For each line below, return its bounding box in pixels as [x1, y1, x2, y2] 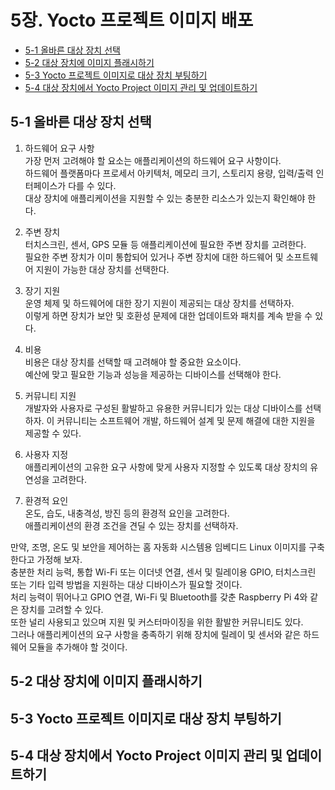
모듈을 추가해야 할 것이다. [28, 641, 128, 653]
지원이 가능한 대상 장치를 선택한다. [35, 263, 170, 275]
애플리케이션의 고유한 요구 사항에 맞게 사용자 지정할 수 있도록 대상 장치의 [24, 461, 308, 473]
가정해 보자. [36, 553, 83, 565]
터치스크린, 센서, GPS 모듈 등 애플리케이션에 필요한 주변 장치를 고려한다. [24, 238, 307, 250]
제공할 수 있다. [24, 427, 82, 439]
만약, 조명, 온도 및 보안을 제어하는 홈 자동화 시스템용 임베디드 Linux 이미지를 [10, 541, 307, 553]
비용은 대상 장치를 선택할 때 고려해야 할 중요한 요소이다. [24, 356, 242, 368]
